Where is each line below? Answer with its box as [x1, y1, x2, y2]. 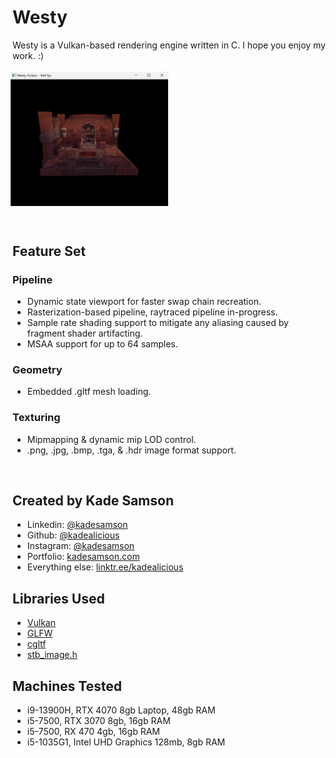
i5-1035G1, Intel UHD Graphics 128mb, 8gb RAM [26, 736, 226, 748]
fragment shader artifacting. [26, 327, 144, 339]
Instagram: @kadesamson [26, 540, 135, 552]
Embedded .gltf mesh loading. [26, 386, 152, 398]
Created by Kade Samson [12, 492, 174, 509]
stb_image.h [26, 649, 78, 661]
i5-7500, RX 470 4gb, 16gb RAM [26, 725, 160, 737]
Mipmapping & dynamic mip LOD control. [26, 433, 197, 445]
